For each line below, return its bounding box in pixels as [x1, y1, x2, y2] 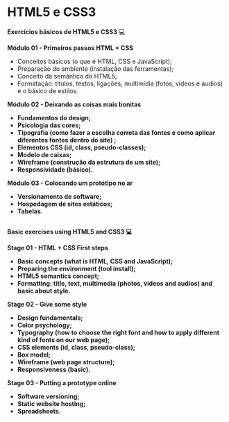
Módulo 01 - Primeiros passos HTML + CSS [7, 43, 134, 52]
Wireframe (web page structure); [17, 358, 115, 366]
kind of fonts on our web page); [17, 336, 110, 344]
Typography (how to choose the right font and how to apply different [17, 328, 220, 337]
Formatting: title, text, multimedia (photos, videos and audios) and [17, 279, 213, 288]
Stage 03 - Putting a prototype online [7, 379, 117, 387]
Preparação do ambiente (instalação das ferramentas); [17, 64, 174, 73]
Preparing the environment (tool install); [17, 265, 136, 273]
